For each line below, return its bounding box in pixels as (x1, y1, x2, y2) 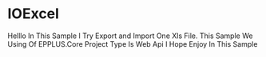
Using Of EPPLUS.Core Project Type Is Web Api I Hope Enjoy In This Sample (7, 39, 258, 48)
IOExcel (7, 5, 59, 23)
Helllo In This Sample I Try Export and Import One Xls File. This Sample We (7, 31, 253, 40)
